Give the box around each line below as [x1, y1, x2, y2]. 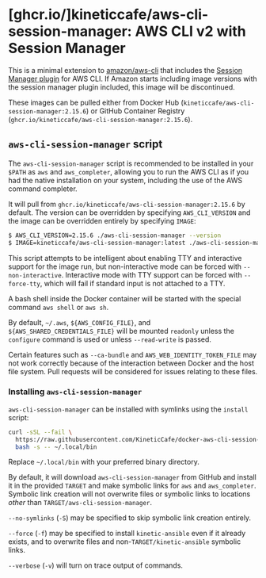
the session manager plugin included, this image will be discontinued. [8, 82, 235, 92]
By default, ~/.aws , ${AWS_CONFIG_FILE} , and [8, 317, 151, 327]
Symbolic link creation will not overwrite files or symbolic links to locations [8, 489, 251, 499]
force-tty [8, 280, 41, 288]
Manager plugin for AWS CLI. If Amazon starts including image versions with [8, 74, 257, 83]
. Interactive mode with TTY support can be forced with [61, 270, 243, 279]
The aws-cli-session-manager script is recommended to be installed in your [8, 159, 254, 168]
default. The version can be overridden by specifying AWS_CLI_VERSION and [8, 208, 251, 217]
